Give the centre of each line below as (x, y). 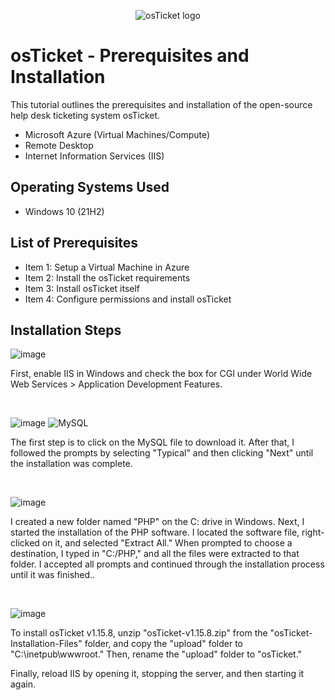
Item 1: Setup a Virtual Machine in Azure (107, 267)
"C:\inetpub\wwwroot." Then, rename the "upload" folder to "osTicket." (156, 654)
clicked (25, 543)
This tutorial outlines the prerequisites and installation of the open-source (161, 104)
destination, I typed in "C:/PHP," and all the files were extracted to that (155, 554)
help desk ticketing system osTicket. (85, 115)
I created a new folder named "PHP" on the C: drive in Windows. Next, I (157, 522)
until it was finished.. (53, 575)
